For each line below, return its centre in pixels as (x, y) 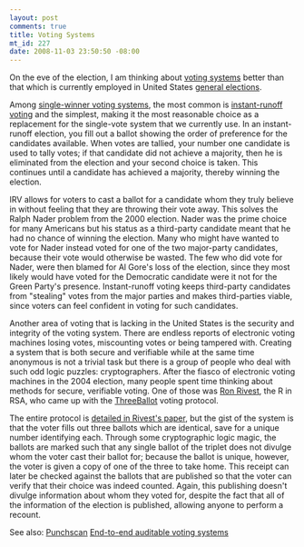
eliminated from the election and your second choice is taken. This (134, 163)
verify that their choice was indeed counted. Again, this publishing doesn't (148, 486)
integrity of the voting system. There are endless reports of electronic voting (152, 333)
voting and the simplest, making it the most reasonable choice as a (134, 114)
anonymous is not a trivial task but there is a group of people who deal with (150, 362)
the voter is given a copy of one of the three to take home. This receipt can (149, 467)
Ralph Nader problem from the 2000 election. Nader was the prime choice (148, 219)
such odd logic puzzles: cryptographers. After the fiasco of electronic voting (152, 372)
